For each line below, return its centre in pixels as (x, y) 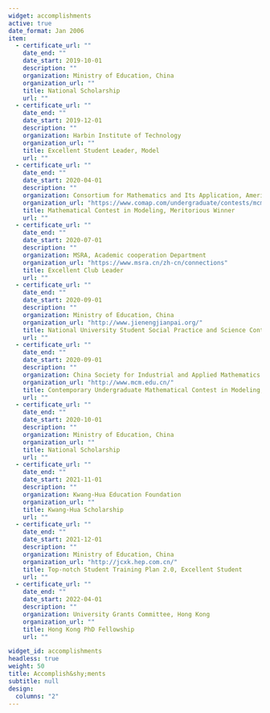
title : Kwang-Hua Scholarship (74, 509)
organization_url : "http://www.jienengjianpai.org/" (113, 323)
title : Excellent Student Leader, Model (91, 150)
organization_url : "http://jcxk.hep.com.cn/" (100, 562)
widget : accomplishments (50, 16)
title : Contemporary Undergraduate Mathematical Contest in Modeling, (143, 390)
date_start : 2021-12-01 (63, 540)
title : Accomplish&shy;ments (57, 674)
